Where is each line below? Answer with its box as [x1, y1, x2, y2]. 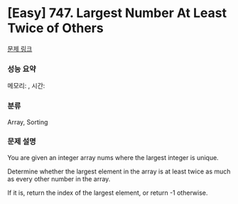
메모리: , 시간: [7, 82, 45, 90]
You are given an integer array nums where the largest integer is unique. [7, 153, 219, 161]
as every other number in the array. [7, 174, 111, 183]
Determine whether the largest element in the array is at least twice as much [7, 167, 231, 176]
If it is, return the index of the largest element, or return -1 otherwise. [7, 188, 208, 197]
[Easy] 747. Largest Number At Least [7, 5, 227, 21]
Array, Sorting [7, 117, 48, 126]
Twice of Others [7, 20, 104, 36]
